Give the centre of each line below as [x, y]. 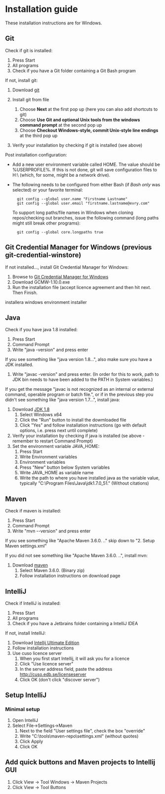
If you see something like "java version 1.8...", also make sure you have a [79, 360]
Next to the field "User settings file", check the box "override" [82, 730]
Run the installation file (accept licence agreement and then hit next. [82, 287]
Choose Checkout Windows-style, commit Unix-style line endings [89, 130]
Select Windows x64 [41, 415]
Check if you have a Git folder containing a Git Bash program [74, 71]
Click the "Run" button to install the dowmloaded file [73, 420]
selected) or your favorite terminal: [47, 190]
